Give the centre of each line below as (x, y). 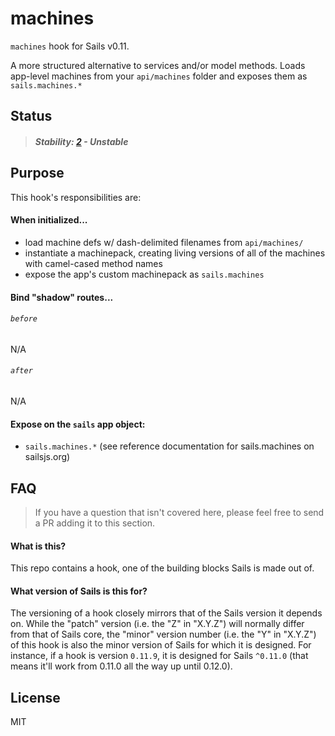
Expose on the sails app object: (78, 424)
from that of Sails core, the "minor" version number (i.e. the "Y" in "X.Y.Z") (163, 634)
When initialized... (49, 220)
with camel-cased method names (93, 263)
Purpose (37, 173)
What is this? (38, 546)
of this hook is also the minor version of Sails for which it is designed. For (161, 645)
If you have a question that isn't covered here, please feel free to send (179, 512)
